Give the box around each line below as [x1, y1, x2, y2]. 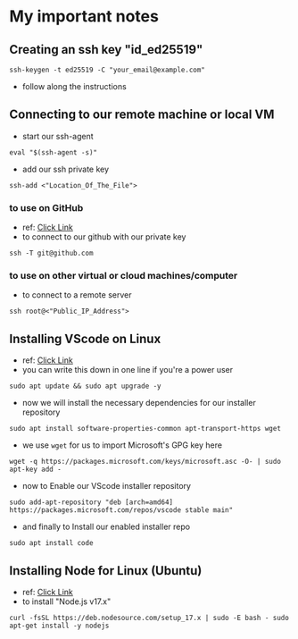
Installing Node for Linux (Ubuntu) [9, 563, 203, 578]
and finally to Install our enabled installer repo [21, 521, 190, 533]
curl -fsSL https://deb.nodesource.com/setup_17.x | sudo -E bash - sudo [9, 614, 290, 623]
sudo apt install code [9, 539, 94, 548]
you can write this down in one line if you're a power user [21, 365, 234, 375]
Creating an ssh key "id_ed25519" [9, 42, 203, 57]
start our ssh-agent [21, 130, 94, 141]
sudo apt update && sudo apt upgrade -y [9, 382, 162, 391]
